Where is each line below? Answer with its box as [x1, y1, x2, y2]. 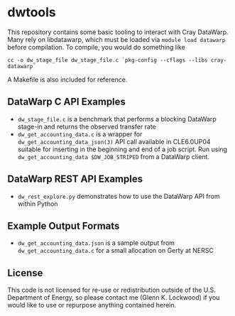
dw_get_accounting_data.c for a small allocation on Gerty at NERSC [17, 246, 214, 255]
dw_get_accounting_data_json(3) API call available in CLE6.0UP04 [17, 137, 211, 146]
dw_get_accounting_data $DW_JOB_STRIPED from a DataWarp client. [17, 152, 209, 160]
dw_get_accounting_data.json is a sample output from [17, 239, 175, 247]
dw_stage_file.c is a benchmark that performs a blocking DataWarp [17, 114, 217, 123]
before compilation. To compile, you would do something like [7, 43, 186, 51]
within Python [17, 200, 58, 208]
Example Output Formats [7, 219, 120, 231]
